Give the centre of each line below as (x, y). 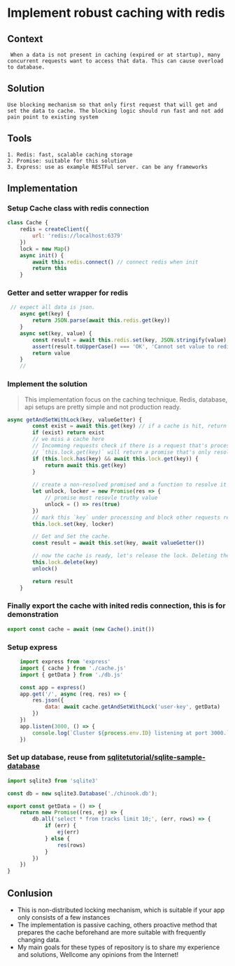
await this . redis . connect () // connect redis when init (115, 262)
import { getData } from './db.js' (72, 674)
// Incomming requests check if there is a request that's (120, 446)
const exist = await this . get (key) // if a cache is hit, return (130, 426)
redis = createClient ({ (55, 229)
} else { (57, 838)
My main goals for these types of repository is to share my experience (119, 947)
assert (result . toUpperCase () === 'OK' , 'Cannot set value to (123, 346)
